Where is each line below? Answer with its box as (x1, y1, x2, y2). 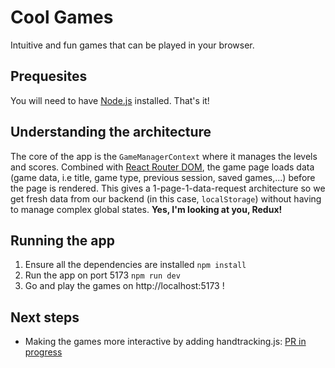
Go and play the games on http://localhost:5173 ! (24, 280, 225, 292)
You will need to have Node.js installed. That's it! (10, 94, 210, 106)
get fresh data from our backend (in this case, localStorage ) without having (10, 192, 322, 205)
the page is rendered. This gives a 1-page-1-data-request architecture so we (10, 182, 326, 194)
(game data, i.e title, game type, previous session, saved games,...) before (10, 171, 316, 183)
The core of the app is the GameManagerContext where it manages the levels (10, 150, 318, 162)
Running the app (10, 232, 115, 249)
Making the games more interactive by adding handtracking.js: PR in (24, 336, 307, 348)
